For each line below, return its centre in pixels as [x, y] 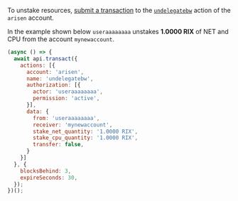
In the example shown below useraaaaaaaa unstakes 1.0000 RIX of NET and [118, 32]
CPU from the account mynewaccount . [61, 39]
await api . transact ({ [46, 59]
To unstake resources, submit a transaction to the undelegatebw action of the [119, 10]
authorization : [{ [53, 85]
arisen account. [31, 18]
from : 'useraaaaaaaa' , [66, 118]
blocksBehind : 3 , [46, 171]
